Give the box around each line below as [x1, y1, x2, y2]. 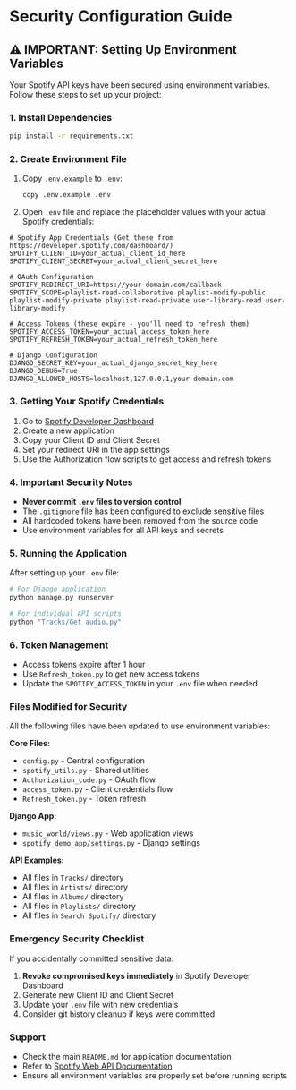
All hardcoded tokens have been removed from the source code [21, 515, 258, 525]
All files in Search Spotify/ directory [21, 910, 156, 921]
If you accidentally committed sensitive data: [9, 953, 174, 964]
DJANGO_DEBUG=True [9, 367, 78, 376]
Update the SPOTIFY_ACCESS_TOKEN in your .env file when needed [21, 678, 258, 689]
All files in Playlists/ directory [21, 901, 137, 912]
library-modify [9, 304, 66, 313]
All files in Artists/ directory [21, 881, 128, 892]
